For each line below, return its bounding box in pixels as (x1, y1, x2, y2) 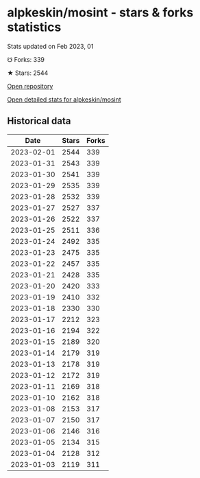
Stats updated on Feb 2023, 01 (7, 42, 94, 50)
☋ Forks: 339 (7, 55, 45, 63)
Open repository (7, 82, 53, 90)
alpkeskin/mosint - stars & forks (7, 5, 194, 21)
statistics (7, 19, 62, 35)
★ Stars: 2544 (7, 69, 49, 77)
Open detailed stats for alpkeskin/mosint (7, 95, 121, 104)
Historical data (7, 115, 71, 127)
